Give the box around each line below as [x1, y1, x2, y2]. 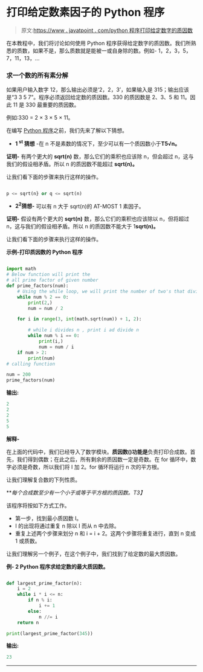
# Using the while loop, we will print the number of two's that [17, 288, 185, 294]
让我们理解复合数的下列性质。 [6, 476, 80, 483]
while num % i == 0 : [28, 333, 80, 339]
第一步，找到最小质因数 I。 [14, 514, 82, 522]
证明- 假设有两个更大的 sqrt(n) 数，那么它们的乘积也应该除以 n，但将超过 [6, 215, 189, 222]
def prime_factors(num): [6, 283, 69, 289]
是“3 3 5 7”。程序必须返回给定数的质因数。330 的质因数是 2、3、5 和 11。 [6, 94, 190, 101]
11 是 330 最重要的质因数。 [13, 101, 80, 109]
